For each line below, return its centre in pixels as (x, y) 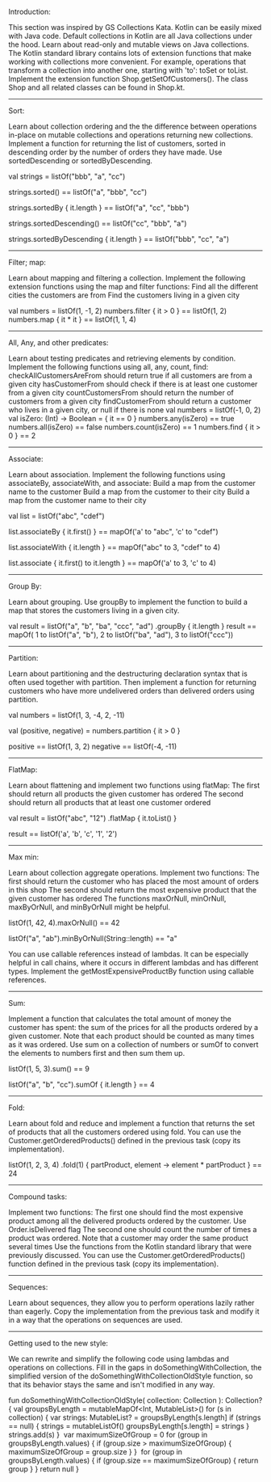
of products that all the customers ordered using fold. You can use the (125, 1132)
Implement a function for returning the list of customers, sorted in (117, 144)
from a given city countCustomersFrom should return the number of (121, 393)
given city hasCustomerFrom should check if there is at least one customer (133, 384)
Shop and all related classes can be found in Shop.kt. (97, 87)
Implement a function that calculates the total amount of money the (120, 1019)
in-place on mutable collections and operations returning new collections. (131, 135)
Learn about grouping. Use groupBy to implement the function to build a (128, 602)
